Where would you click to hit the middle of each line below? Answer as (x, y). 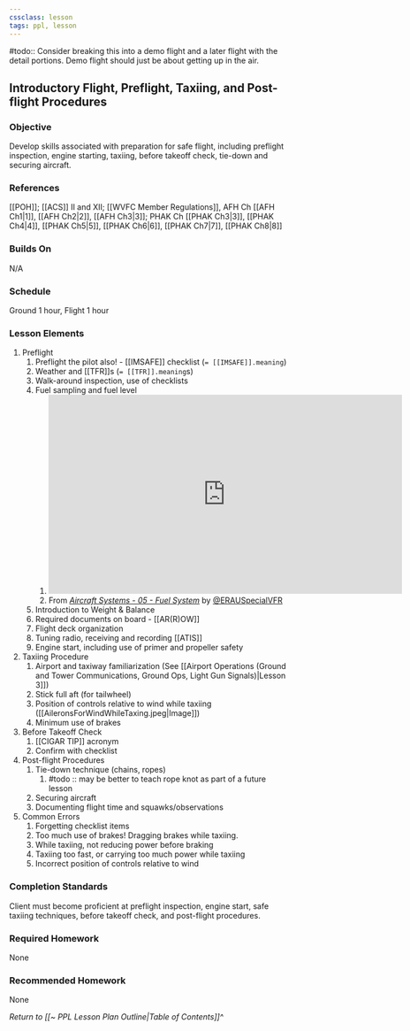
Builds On (30, 249)
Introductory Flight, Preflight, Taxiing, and (127, 88)
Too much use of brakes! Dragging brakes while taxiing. (137, 835)
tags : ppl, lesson (43, 26)
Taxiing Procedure (55, 657)
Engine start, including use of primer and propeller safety (139, 648)
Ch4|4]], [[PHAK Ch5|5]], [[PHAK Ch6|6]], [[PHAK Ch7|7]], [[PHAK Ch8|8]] (146, 226)
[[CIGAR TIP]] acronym (77, 742)
